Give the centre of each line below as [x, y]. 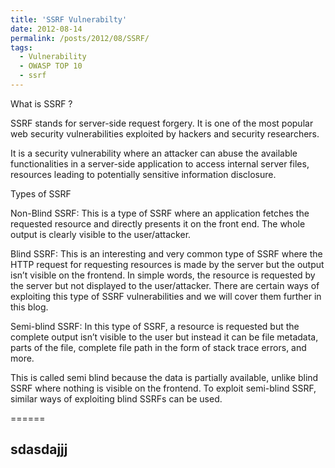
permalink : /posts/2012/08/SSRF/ [80, 38]
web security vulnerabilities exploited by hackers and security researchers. [165, 133]
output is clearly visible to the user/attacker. [101, 234]
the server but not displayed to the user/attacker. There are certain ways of [165, 285]
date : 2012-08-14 [46, 29]
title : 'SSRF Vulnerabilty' [69, 19]
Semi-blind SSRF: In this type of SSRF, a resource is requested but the [155, 326]
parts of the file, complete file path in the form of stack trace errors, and [158, 347]
